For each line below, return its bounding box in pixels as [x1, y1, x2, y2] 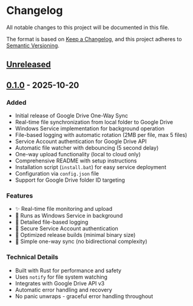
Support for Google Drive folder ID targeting [15, 176, 126, 184]
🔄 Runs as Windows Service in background [15, 212, 123, 219]
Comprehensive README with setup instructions [15, 157, 137, 164]
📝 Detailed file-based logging [15, 219, 89, 226]
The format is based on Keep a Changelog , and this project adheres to [6, 35, 182, 42]
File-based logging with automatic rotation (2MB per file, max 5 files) [15, 131, 188, 139]
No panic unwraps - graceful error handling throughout [15, 292, 154, 300]
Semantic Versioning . [6, 42, 59, 49]
